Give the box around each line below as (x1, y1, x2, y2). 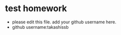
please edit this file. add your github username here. (12, 19, 117, 25)
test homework (5, 3, 67, 14)
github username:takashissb (12, 24, 69, 30)
